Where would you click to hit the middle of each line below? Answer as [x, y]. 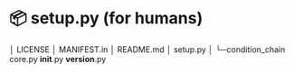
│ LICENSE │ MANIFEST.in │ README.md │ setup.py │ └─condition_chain [147, 49]
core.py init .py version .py [58, 59]
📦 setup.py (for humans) [106, 18]
